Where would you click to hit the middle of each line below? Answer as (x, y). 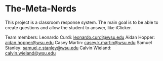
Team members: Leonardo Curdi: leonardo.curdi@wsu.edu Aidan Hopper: (80, 37)
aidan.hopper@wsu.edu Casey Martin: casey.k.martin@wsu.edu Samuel (79, 42)
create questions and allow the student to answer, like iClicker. (69, 27)
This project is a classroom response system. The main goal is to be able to (82, 22)
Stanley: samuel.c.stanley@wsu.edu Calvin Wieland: (58, 48)
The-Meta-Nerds (41, 9)
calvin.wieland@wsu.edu (30, 53)
